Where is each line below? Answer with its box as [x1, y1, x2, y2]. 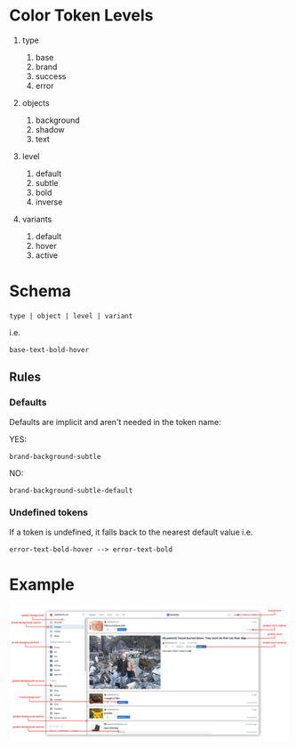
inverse [35, 197, 63, 207]
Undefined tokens [9, 506, 89, 519]
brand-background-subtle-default [9, 486, 133, 495]
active [35, 250, 59, 261]
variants [21, 213, 52, 224]
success [35, 70, 67, 81]
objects [21, 97, 51, 108]
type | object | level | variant [9, 311, 133, 320]
